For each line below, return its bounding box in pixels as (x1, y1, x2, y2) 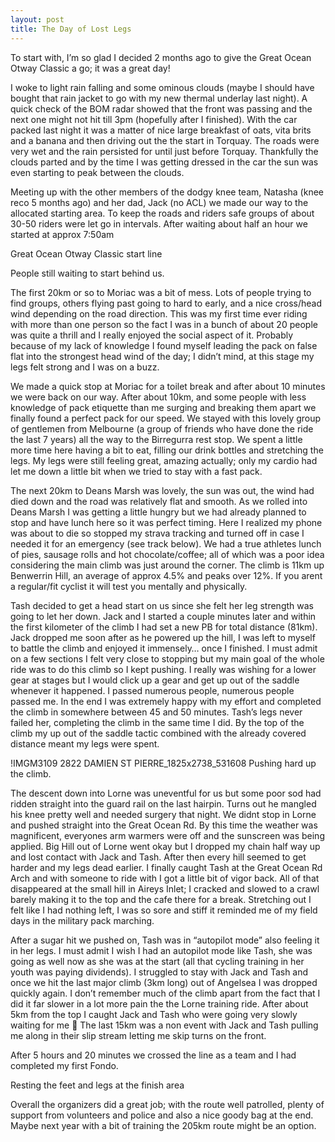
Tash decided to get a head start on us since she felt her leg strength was (10, 599, 314, 611)
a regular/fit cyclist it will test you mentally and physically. (10, 580, 248, 592)
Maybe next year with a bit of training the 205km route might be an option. (10, 1119, 317, 1131)
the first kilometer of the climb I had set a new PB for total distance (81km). (10, 621, 318, 633)
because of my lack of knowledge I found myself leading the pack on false (10, 339, 318, 351)
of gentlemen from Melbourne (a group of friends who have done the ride (10, 422, 314, 435)
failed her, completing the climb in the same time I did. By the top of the (10, 716, 305, 728)
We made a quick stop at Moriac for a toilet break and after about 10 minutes (10, 380, 326, 392)
